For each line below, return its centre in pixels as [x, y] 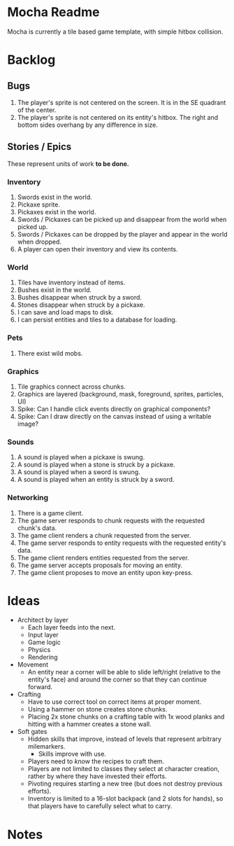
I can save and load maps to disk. [65, 312]
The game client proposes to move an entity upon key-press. [105, 572]
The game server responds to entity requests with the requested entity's [122, 543]
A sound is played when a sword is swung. [79, 472]
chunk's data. [37, 528]
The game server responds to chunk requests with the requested [111, 520]
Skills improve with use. [72, 754]
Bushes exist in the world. [54, 290]
